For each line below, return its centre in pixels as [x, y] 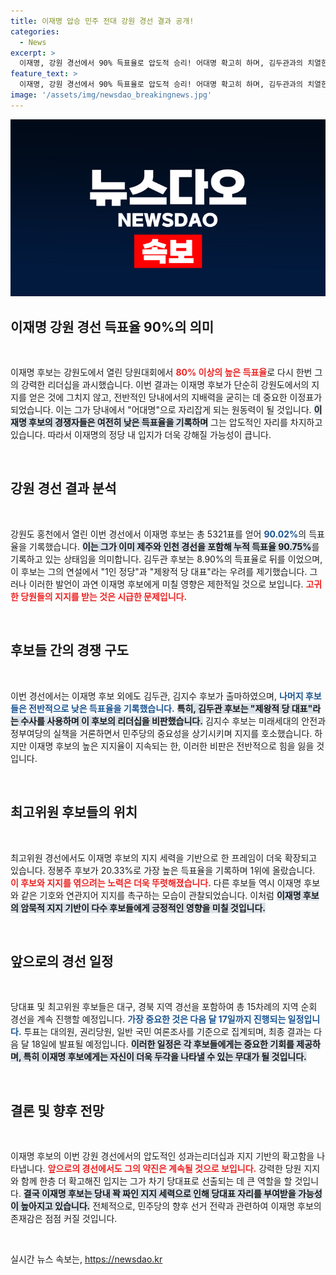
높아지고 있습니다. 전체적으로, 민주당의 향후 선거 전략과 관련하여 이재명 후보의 [171, 1206]
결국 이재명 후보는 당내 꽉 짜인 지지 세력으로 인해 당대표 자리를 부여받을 [160, 1194]
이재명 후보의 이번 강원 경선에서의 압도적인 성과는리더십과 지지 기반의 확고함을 [162, 1156]
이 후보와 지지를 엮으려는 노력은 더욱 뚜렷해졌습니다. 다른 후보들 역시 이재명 [156, 882]
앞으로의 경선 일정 [62, 961]
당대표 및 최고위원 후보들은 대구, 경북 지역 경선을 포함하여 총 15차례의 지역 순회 [164, 1007]
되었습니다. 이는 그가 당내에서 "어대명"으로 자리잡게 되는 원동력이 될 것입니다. [161, 410]
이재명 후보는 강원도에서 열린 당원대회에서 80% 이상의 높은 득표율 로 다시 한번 [161, 372]
